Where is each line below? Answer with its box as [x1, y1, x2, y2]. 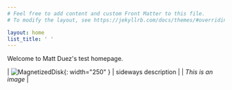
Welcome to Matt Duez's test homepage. [7, 55, 124, 63]
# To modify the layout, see [7, 17, 91, 24]
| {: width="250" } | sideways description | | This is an [7, 68, 213, 76]
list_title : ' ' [7, 35, 54, 42]
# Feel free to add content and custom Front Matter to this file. [7, 10, 206, 17]
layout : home [7, 29, 45, 36]
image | [7, 75, 29, 84]
